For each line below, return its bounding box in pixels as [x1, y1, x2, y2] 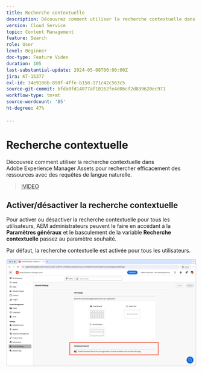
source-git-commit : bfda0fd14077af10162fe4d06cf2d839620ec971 [6, 86, 166, 92]
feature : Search [6, 35, 47, 42]
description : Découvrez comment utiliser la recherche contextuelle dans [6, 16, 196, 22]
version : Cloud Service [6, 22, 66, 28]
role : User [6, 42, 34, 48]
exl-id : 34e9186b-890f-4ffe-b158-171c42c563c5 [6, 80, 125, 86]
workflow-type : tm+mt [6, 92, 61, 99]
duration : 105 [6, 60, 42, 66]
